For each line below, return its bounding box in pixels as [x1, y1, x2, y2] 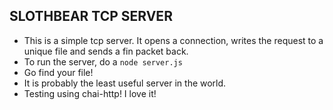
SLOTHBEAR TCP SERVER [9, 8, 173, 25]
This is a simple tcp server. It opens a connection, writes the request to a [23, 34, 324, 46]
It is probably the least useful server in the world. [23, 77, 227, 89]
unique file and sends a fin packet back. [23, 45, 189, 57]
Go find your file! [23, 66, 94, 78]
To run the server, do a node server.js [23, 55, 183, 68]
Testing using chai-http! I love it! [23, 87, 157, 99]
